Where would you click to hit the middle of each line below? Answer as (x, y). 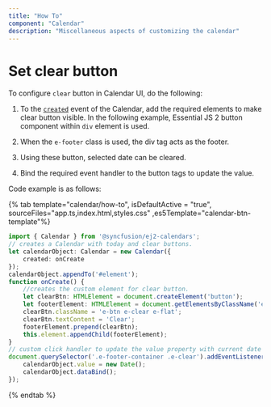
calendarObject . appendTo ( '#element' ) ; (73, 274)
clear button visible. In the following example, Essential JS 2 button (131, 117)
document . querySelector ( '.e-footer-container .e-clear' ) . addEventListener (137, 357)
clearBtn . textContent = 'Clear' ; (79, 319)
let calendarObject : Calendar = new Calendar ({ (90, 252)
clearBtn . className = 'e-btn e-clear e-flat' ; (102, 312)
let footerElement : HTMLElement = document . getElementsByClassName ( (140, 304)
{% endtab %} (32, 395)
